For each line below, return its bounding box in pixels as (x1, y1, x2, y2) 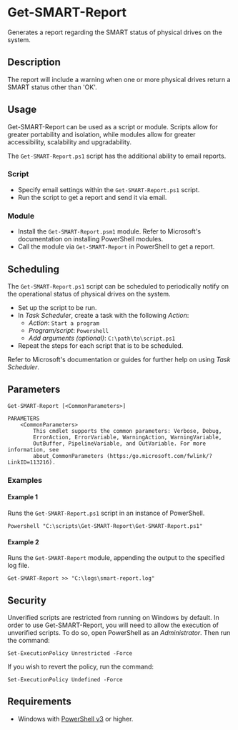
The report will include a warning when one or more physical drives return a (7, 75, 231, 84)
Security (7, 594, 46, 606)
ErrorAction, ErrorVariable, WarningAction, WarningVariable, (33, 434, 222, 441)
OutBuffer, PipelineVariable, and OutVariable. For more (33, 440, 206, 447)
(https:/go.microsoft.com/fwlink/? (106, 452, 213, 459)
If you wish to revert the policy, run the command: (7, 662, 154, 671)
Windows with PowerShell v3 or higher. (17, 714, 134, 723)
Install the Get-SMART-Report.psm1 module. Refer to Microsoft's (17, 227, 202, 236)
